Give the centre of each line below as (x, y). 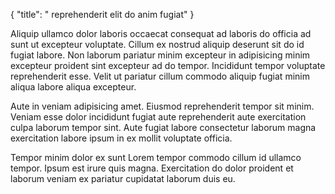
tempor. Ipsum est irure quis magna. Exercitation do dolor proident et (152, 168)
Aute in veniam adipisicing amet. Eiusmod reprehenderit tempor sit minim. (162, 106)
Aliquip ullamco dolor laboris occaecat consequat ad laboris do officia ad (161, 33)
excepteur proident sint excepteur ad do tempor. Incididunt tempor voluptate (168, 65)
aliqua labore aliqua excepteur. (73, 87)
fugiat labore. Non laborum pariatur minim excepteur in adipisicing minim (160, 55)
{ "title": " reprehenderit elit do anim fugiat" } (102, 14)
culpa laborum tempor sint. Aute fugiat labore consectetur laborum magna (163, 127)
